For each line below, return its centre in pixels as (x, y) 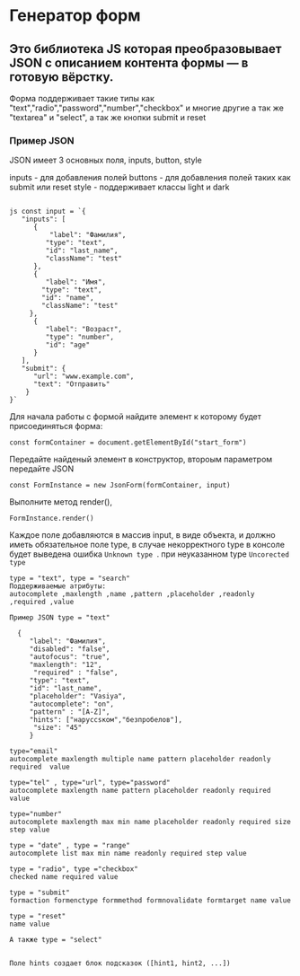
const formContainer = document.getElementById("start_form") (128, 443)
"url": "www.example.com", (84, 377)
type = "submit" (40, 893)
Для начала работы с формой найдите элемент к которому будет (136, 417)
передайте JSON (42, 469)
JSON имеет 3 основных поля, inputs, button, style (106, 160)
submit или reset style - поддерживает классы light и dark (120, 187)
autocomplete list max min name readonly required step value (128, 854)
